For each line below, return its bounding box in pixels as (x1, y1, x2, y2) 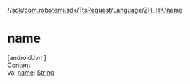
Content (7, 61, 31, 69)
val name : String (7, 68, 55, 76)
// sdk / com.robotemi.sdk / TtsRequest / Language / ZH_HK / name (7, 6, 183, 14)
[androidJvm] (7, 53, 47, 62)
